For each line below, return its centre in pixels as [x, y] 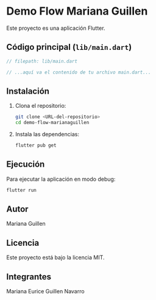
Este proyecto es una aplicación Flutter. [56, 28]
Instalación [28, 91]
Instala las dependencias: [47, 134]
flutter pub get [36, 145]
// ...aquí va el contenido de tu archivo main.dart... [79, 72]
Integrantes [29, 277]
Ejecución [26, 165]
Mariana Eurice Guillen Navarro [45, 291]
